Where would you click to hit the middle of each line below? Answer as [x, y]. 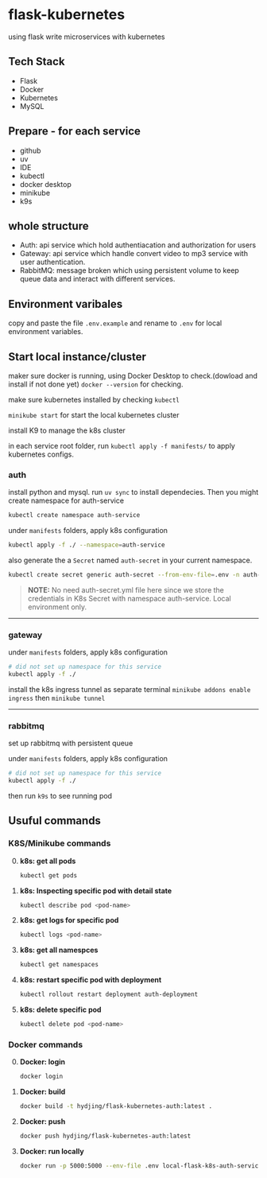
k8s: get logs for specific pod [69, 920]
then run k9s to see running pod [60, 796]
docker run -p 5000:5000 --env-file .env [89, 1166]
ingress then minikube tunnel [57, 698]
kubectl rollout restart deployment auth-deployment [109, 995]
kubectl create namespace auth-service [74, 515]
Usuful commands [55, 821]
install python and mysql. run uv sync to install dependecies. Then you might [133, 492]
